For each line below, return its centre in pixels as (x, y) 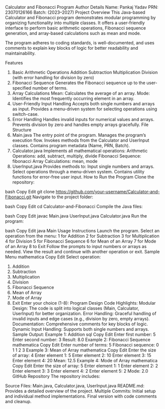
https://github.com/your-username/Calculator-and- (108, 192)
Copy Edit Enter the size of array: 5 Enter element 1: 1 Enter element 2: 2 (85, 366)
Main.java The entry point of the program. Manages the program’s (79, 135)
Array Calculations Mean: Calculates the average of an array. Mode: (81, 93)
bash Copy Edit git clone (30, 192)
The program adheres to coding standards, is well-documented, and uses (80, 43)
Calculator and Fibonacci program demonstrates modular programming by (81, 17)
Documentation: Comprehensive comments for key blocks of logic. (80, 324)
